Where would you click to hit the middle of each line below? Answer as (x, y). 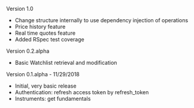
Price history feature (40, 27)
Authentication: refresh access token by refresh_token (82, 92)
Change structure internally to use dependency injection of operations (101, 20)
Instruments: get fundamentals (53, 99)
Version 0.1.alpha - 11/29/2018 (43, 74)
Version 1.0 (20, 9)
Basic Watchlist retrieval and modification (66, 63)
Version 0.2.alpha (28, 51)
